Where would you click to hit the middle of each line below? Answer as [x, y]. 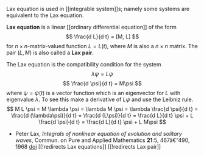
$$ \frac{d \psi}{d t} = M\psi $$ [102, 83]
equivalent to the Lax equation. [45, 15]
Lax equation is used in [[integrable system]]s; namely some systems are [98, 9]
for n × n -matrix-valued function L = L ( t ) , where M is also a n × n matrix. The [102, 46]
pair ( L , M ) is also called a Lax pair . [50, 52]
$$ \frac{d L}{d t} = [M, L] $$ [102, 37]
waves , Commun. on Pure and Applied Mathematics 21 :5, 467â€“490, [102, 140]
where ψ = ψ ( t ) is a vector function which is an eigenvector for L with [93, 93]
